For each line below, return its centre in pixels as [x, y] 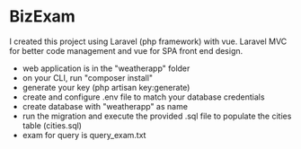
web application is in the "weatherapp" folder [106, 68]
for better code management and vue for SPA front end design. [126, 50]
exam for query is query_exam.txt [84, 135]
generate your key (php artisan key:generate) [106, 87]
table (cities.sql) [52, 125]
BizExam [43, 17]
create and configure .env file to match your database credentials [143, 97]
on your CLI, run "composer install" [88, 77]
